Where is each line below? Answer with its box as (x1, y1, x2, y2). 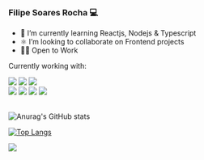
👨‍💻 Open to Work (19, 45, 79, 55)
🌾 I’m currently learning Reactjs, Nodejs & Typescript (19, 28, 197, 38)
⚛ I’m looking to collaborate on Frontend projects (19, 37, 185, 47)
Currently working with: (8, 61, 87, 71)
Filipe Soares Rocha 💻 (8, 6, 99, 18)
